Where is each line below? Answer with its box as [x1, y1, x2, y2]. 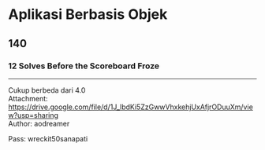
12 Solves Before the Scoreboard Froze [8, 60, 160, 71]
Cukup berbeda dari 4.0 [8, 85, 86, 95]
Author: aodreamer [8, 119, 70, 128]
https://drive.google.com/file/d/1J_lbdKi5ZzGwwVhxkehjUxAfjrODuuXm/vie [8, 102, 254, 112]
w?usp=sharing [8, 110, 59, 119]
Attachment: [8, 93, 49, 103]
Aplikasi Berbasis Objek [8, 5, 168, 24]
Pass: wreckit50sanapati [8, 134, 88, 143]
